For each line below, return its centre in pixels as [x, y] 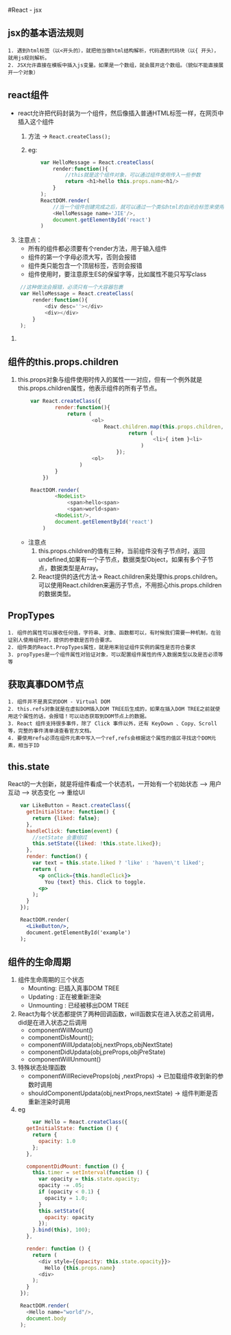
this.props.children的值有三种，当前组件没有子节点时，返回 [122, 550]
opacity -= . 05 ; [61, 1186]
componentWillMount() [60, 1030]
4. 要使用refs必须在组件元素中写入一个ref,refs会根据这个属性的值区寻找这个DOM [109, 738]
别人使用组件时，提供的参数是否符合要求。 [64, 640]
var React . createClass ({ [66, 401]
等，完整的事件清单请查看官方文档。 [51, 731]
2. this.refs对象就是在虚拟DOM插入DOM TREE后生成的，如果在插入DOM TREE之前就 [111, 709]
